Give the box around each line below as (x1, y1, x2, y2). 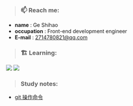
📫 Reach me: (20, 6, 60, 14)
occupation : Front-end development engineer (14, 28, 128, 35)
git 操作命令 (14, 93, 43, 100)
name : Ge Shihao (14, 22, 59, 29)
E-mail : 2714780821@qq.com (14, 34, 88, 41)
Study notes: (20, 79, 59, 87)
